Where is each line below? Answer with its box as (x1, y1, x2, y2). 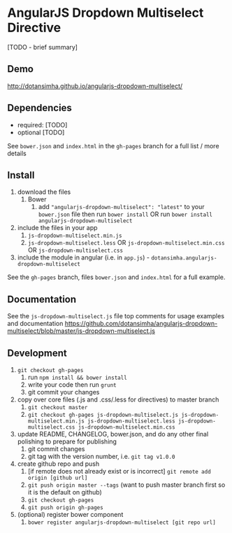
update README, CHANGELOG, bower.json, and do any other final (17, 430, 209, 438)
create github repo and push (17, 460, 100, 468)
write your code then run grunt (27, 381, 117, 389)
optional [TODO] (17, 128, 65, 136)
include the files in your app (17, 224, 98, 232)
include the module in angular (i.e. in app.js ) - (17, 253, 150, 262)
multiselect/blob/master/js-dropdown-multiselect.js (7, 327, 156, 335)
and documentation (7, 320, 64, 328)
